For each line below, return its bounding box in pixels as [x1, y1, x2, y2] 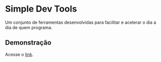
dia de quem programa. [5, 24, 53, 30]
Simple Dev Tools [5, 3, 77, 15]
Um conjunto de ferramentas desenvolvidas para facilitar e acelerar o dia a [5, 19, 156, 25]
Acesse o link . [5, 51, 33, 57]
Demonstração [5, 39, 52, 47]
